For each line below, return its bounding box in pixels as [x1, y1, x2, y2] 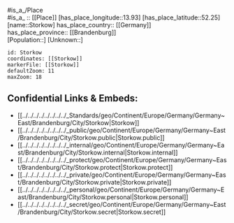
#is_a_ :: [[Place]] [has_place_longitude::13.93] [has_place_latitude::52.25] [7, 13, 221, 22]
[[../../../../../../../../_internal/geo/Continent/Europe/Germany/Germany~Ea [17, 141, 225, 149]
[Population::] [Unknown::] [7, 36, 84, 44]
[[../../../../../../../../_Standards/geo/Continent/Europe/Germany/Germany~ [17, 111, 226, 120]
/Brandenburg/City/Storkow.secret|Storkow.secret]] [17, 208, 166, 216]
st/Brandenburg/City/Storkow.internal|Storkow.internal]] [17, 148, 178, 157]
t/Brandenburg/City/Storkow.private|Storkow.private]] [17, 178, 172, 186]
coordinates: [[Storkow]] [7, 55, 82, 62]
